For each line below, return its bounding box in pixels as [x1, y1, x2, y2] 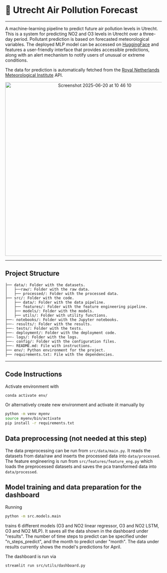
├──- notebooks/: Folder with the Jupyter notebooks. [5, 317, 119, 322]
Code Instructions [5, 370, 62, 379]
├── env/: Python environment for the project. [5, 348, 106, 353]
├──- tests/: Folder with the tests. [5, 326, 83, 331]
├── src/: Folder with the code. [5, 295, 75, 300]
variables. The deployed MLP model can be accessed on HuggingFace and [5, 41, 159, 47]
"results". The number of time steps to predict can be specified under [5, 533, 148, 539]
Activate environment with [5, 383, 59, 389]
